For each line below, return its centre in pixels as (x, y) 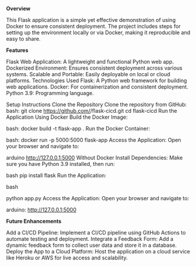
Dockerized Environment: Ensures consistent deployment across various (94, 68)
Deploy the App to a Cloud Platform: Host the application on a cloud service (98, 251)
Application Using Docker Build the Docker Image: (67, 117)
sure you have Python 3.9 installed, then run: (61, 164)
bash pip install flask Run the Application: (56, 175)
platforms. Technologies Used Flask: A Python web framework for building (97, 80)
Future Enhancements (34, 221)
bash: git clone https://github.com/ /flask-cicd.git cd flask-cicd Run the (92, 111)
